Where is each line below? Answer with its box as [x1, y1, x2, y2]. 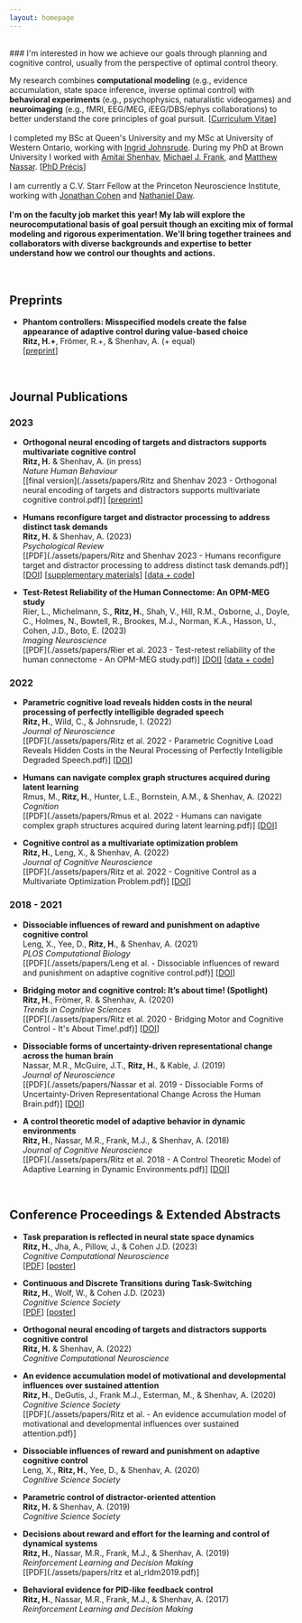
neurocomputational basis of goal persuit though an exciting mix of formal [9, 219, 294, 229]
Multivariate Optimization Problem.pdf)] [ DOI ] [22, 876, 192, 887]
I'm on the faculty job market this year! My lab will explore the [9, 209, 245, 219]
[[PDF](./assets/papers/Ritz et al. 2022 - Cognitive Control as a [22, 866, 257, 877]
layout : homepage [9, 13, 75, 23]
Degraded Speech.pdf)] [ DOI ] [22, 755, 133, 766]
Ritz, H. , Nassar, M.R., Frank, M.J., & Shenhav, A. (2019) [22, 1547, 230, 1558]
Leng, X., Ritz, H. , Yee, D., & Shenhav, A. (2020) [22, 1464, 200, 1475]
